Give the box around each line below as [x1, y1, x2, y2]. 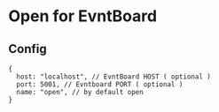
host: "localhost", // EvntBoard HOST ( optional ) [16, 72, 212, 81]
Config [8, 41, 47, 56]
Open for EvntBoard [8, 6, 157, 26]
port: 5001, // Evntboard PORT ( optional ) [16, 80, 184, 89]
